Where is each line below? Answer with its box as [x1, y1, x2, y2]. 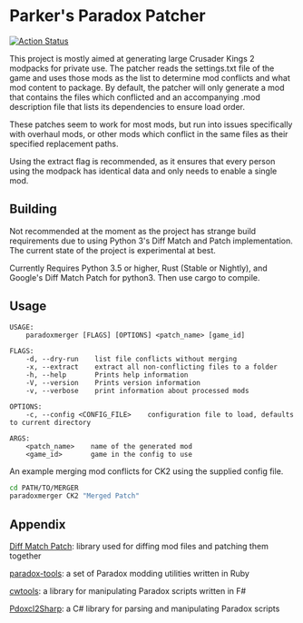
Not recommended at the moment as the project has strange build [9, 225, 257, 236]
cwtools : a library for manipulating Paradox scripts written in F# [9, 586, 247, 597]
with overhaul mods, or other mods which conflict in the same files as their [9, 128, 288, 139]
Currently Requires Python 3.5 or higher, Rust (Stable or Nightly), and [9, 262, 268, 273]
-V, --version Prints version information [25, 378, 201, 387]
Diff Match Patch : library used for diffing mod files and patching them [9, 541, 269, 552]
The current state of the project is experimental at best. [9, 244, 216, 255]
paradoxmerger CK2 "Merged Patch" [9, 491, 141, 500]
